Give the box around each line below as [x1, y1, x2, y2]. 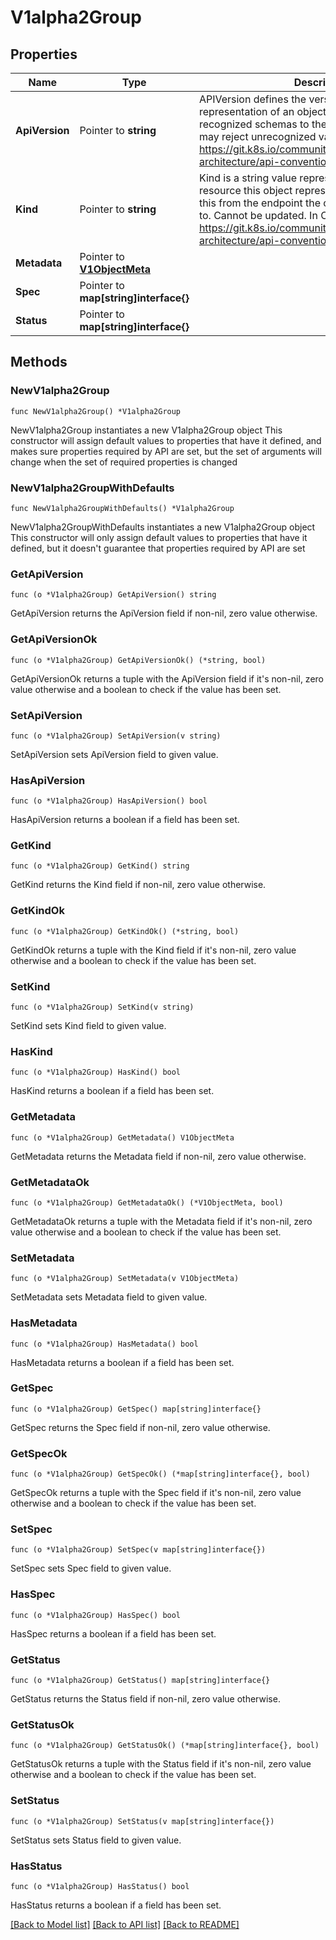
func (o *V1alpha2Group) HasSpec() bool [10, 1610, 182, 1620]
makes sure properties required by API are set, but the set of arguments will [10, 445, 322, 457]
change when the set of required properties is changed [10, 456, 238, 468]
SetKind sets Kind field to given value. [10, 1020, 167, 1032]
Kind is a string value [198, 171, 298, 185]
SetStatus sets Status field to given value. [10, 1834, 182, 1846]
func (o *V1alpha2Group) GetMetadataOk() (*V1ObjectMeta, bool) [10, 1197, 284, 1208]
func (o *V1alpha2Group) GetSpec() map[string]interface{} [10, 1404, 262, 1414]
